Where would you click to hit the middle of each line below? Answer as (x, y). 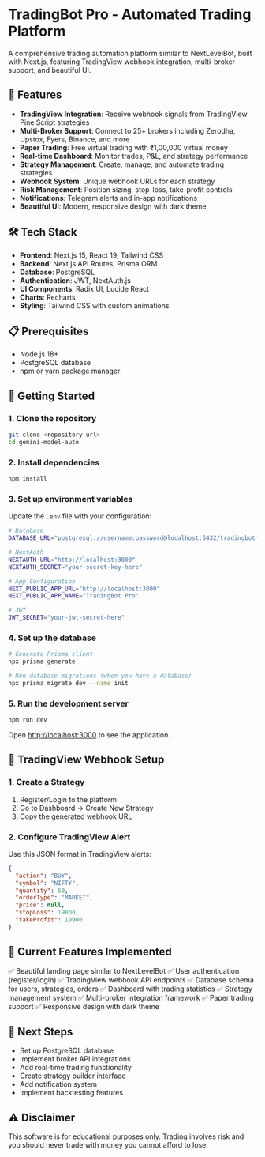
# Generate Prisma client (50, 654)
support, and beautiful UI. (50, 70)
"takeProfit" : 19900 (49, 920)
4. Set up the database (52, 638)
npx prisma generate (42, 661)
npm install (28, 479)
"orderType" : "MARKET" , (54, 898)
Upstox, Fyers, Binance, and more (75, 139)
